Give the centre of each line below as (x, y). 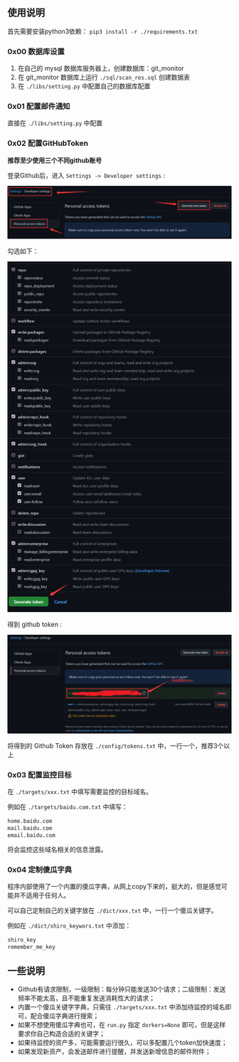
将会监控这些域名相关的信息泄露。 (57, 850)
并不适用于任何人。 (41, 895)
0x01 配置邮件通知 (39, 107)
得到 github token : (35, 624)
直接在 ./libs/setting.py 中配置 (55, 123)
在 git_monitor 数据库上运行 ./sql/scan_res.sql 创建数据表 (104, 78)
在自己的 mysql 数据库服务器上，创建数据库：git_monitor (101, 68)
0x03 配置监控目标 (40, 774)
